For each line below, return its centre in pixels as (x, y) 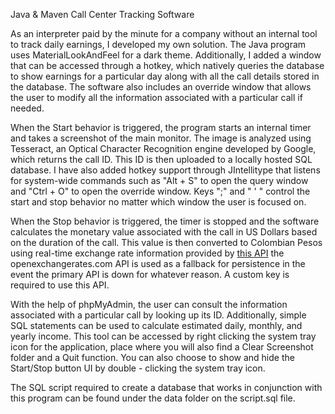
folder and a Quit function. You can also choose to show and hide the (152, 357)
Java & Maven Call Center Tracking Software (102, 14)
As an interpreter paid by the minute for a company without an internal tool (164, 33)
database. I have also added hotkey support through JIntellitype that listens (165, 170)
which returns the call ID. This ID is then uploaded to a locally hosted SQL (161, 159)
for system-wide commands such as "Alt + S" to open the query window (159, 180)
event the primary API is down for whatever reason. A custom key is (150, 274)
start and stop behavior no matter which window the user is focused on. (158, 202)
